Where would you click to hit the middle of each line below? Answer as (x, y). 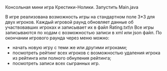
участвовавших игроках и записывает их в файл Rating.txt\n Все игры (80, 27)
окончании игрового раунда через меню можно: (57, 38)
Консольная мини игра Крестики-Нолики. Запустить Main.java (72, 7)
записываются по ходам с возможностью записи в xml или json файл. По (83, 33)
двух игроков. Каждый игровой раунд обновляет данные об (69, 22)
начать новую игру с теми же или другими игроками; (70, 47)
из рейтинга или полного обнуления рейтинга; (62, 58)
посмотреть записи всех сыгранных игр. (56, 63)
